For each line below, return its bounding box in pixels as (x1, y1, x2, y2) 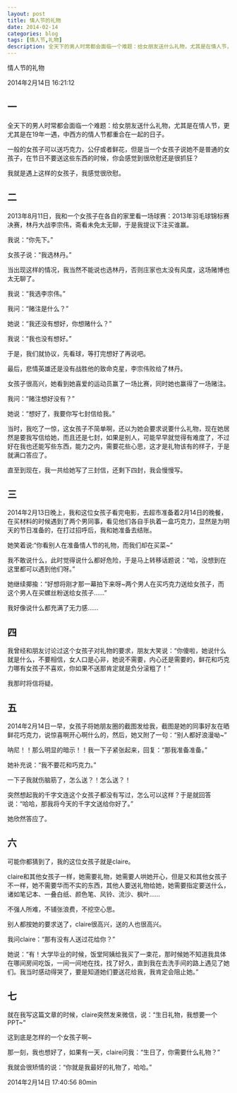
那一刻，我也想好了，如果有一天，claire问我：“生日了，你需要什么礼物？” (7, 1048, 221, 1056)
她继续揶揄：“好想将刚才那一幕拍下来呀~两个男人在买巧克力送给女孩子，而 (7, 580, 224, 588)
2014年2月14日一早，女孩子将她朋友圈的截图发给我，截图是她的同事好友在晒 (7, 722, 230, 731)
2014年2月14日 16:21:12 (7, 78, 75, 87)
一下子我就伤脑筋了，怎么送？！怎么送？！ (7, 776, 131, 784)
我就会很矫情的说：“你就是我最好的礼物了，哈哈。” (7, 1063, 152, 1071)
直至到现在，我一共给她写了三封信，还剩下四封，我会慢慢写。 (7, 465, 187, 474)
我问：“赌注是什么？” (7, 304, 69, 313)
